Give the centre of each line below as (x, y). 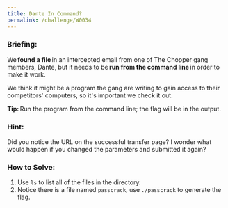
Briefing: (22, 45)
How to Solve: (31, 168)
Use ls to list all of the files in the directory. (79, 182)
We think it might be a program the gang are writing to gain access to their (114, 88)
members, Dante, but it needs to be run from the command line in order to (114, 67)
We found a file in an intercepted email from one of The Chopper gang (108, 59)
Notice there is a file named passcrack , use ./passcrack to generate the (119, 190)
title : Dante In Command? (44, 14)
